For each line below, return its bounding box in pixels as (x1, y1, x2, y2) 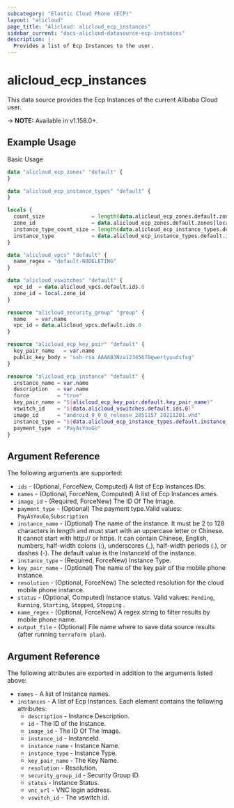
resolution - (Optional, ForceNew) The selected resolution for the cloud (17, 578, 224, 587)
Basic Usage (7, 155, 44, 164)
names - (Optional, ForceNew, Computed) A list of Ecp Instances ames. (17, 490, 219, 498)
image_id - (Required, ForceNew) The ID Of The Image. (17, 497, 175, 505)
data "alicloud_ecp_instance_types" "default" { (7, 187, 151, 195)
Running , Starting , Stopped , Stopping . (17, 601, 125, 609)
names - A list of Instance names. (17, 690, 110, 698)
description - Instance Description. (27, 712, 130, 720)
